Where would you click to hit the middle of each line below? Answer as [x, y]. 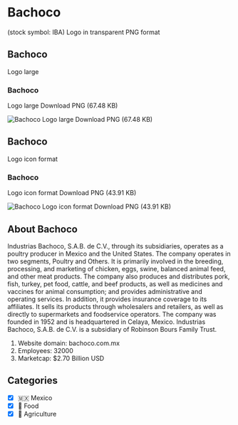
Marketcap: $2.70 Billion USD [61, 358]
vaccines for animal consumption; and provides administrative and [105, 291]
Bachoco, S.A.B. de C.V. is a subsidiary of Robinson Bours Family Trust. [112, 329]
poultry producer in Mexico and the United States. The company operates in [119, 253]
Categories [33, 381]
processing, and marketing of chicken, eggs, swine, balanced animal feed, [117, 268]
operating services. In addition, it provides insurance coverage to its [107, 299]
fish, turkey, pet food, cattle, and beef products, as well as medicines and [115, 284]
